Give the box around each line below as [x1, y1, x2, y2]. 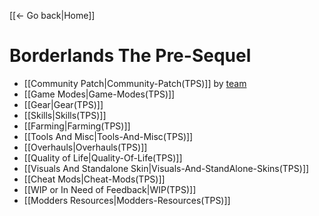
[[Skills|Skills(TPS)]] [23, 109, 107, 121]
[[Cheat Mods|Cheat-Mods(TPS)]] [23, 173, 166, 185]
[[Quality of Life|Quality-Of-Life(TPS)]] [23, 151, 183, 164]
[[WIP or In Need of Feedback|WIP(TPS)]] [23, 183, 197, 195]
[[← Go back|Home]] [9, 10, 96, 21]
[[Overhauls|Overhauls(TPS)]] [23, 141, 148, 153]
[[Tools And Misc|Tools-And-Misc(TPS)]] [23, 130, 194, 142]
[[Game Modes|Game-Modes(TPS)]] [23, 88, 176, 100]
